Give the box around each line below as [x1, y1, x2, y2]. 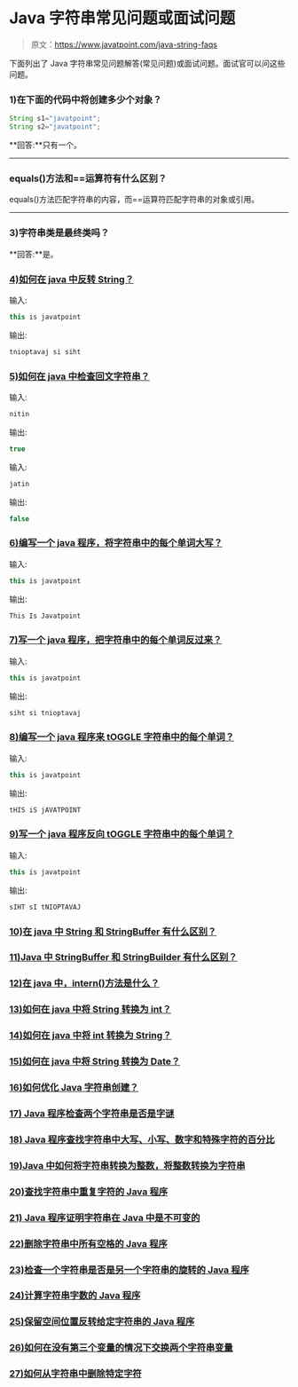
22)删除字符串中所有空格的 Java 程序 [9, 1237, 169, 1249]
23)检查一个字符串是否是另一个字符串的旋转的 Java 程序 [9, 1264, 250, 1276]
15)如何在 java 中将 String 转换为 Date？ [9, 1055, 181, 1068]
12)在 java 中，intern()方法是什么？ [9, 977, 160, 989]
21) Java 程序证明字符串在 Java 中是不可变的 [9, 1211, 200, 1224]
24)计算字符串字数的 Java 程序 [9, 1289, 141, 1302]
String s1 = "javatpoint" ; [9, 114, 101, 123]
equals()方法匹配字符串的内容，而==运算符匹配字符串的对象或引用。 [9, 194, 260, 205]
